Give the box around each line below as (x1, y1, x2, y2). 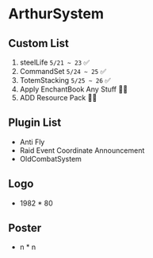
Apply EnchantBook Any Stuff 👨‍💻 (19, 84, 128, 94)
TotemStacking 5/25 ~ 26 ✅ (19, 76, 111, 84)
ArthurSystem (8, 5, 105, 23)
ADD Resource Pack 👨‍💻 (19, 93, 98, 102)
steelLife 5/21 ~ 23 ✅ (19, 57, 90, 67)
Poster (8, 221, 42, 235)
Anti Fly (19, 137, 45, 147)
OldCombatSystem (19, 154, 82, 163)
